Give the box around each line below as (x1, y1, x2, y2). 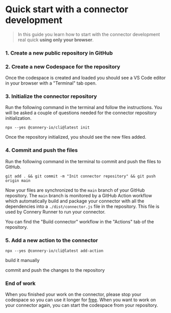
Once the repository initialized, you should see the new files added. (5, 134, 147, 140)
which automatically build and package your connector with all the (5, 198, 145, 204)
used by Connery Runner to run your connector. (5, 208, 106, 215)
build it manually (5, 257, 40, 264)
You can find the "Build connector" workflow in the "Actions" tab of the (5, 218, 154, 225)
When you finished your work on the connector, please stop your (5, 292, 141, 298)
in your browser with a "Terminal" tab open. (5, 80, 97, 86)
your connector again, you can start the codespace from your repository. (5, 302, 158, 308)
